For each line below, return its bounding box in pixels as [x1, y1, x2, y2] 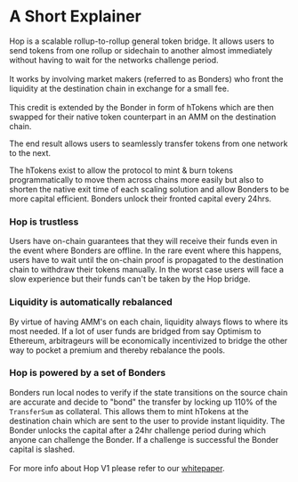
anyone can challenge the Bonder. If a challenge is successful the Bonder [9, 434, 279, 445]
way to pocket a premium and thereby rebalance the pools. [9, 345, 225, 355]
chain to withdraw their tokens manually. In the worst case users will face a [9, 265, 285, 275]
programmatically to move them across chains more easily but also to [9, 174, 264, 184]
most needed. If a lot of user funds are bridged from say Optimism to [9, 325, 262, 336]
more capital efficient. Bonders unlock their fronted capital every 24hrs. [9, 193, 272, 204]
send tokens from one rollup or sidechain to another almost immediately [9, 45, 273, 55]
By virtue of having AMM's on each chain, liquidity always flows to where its [9, 316, 289, 327]
